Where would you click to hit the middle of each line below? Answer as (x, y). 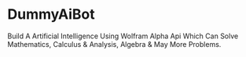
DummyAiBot (51, 14)
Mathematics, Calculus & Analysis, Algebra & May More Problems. (114, 44)
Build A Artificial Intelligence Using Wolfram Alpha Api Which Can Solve (123, 36)
